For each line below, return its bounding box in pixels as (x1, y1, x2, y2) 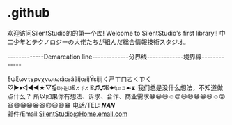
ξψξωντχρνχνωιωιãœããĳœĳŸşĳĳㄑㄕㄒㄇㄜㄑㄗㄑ (7, 75, 152, 83)
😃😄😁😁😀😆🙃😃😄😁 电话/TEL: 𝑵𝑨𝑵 (7, 101, 116, 109)
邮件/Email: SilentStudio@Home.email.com (7, 110, 127, 118)
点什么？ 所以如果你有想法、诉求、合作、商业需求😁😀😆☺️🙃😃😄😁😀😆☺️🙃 (7, 92, 226, 101)
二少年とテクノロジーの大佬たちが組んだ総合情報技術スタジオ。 (7, 37, 190, 46)
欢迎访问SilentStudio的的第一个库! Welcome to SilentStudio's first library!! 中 (7, 29, 226, 37)
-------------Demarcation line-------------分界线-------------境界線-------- (7, 52, 224, 61)
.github (7, 5, 50, 21)
